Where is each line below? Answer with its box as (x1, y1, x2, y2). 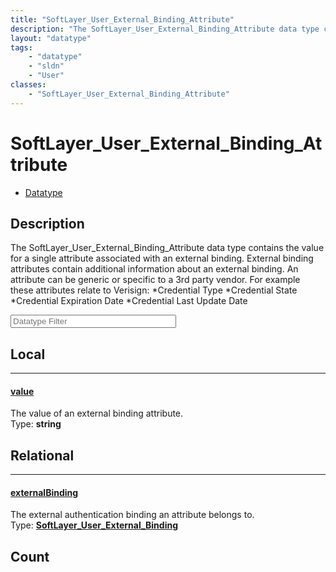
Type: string (10, 418, 62, 430)
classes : (10, 80, 47, 90)
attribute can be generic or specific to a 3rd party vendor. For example (10, 274, 301, 286)
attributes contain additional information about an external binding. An (10, 263, 299, 275)
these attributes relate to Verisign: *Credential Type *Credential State (10, 284, 298, 296)
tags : (10, 42, 33, 53)
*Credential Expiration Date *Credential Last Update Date (10, 295, 248, 307)
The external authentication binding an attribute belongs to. (10, 509, 255, 521)
